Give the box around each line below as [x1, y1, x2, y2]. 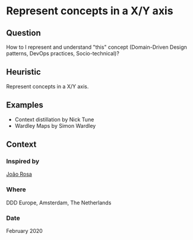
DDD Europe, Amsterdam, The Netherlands [6, 199, 112, 206]
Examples [6, 100, 43, 110]
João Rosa [6, 170, 33, 178]
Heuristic [6, 67, 42, 77]
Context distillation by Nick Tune [14, 116, 94, 123]
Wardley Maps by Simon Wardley [14, 122, 96, 129]
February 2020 [6, 227, 43, 234]
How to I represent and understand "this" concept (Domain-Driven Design [6, 43, 187, 50]
